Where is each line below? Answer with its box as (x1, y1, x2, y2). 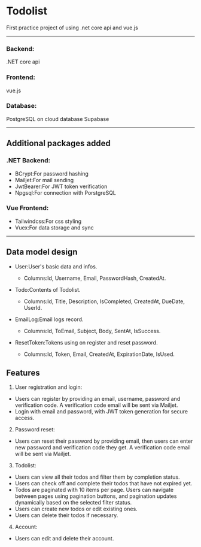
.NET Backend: (6, 156, 51, 165)
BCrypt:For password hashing (14, 170, 89, 177)
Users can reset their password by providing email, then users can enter (14, 437, 193, 445)
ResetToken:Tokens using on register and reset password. (14, 339, 158, 346)
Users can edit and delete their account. (14, 535, 114, 542)
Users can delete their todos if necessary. (14, 512, 118, 519)
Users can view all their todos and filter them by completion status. (14, 473, 180, 480)
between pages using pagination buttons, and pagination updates (14, 492, 177, 500)
